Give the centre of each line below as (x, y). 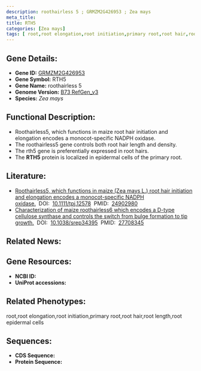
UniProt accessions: (41, 282)
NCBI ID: (26, 276)
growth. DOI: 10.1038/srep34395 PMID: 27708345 (79, 222)
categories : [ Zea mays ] (36, 29)
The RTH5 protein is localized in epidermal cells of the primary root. (98, 157)
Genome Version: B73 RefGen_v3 (57, 92)
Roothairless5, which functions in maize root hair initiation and (92, 131)
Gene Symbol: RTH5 (40, 79)
